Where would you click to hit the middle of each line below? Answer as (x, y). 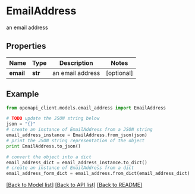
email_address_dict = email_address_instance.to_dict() (77, 162)
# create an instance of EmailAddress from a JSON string (79, 130)
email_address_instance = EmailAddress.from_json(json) (77, 135)
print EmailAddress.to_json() (44, 146)
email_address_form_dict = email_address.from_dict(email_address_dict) (98, 174)
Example (23, 94)
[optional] (120, 73)
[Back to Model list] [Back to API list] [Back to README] (74, 185)
